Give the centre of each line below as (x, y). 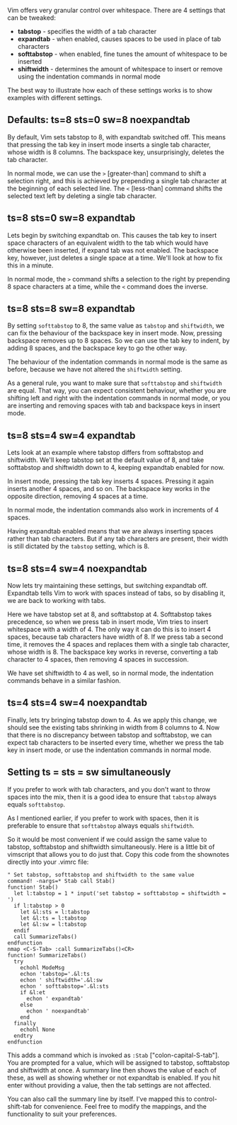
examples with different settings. (55, 98)
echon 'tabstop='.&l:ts (55, 974)
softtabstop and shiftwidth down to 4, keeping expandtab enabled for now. (116, 468)
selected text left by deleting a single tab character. (82, 196)
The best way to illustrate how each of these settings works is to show (110, 90)
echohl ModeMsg (42, 968)
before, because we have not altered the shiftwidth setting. (95, 369)
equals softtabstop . (36, 804)
